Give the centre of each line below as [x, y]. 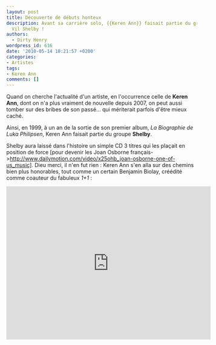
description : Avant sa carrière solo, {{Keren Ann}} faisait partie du [98, 23]
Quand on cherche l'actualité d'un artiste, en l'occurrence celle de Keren [97, 97]
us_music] [19, 165]
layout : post [23, 12]
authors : [17, 34]
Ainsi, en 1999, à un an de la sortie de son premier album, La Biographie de [100, 128]
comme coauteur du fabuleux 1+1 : [49, 178]
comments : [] [23, 79]
